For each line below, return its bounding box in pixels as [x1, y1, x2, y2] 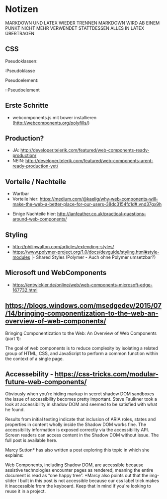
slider [5, 478, 17, 484]
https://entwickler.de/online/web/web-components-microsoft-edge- [12, 282, 153, 287]
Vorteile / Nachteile [5, 177, 66, 186]
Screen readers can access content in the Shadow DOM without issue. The [5, 432, 159, 438]
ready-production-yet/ [12, 163, 59, 169]
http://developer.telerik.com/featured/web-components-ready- [20, 147, 150, 153]
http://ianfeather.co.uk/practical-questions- [57, 211, 147, 217]
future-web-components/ [5, 378, 87, 386]
